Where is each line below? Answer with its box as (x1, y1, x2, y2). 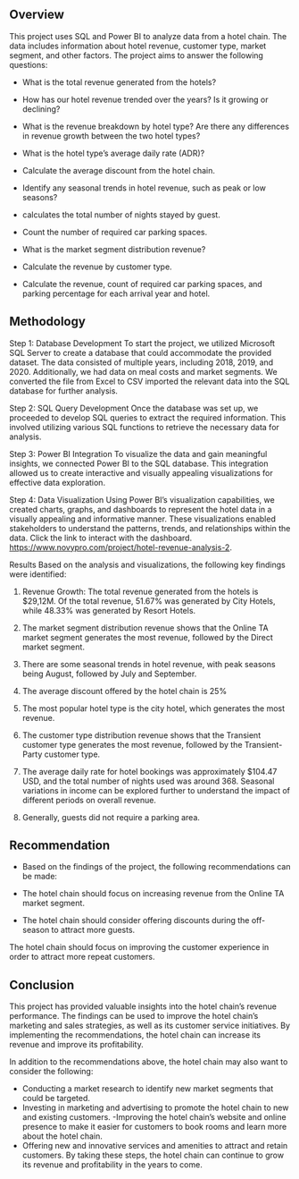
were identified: (9, 568, 67, 580)
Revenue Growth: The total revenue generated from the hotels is (21, 586, 259, 597)
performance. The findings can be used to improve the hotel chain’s (9, 1011, 259, 1022)
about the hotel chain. (21, 1131, 103, 1141)
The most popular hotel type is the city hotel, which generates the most (21, 702, 286, 714)
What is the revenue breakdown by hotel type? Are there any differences (21, 121, 290, 131)
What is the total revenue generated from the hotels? (21, 76, 217, 88)
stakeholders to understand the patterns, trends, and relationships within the (9, 522, 291, 533)
